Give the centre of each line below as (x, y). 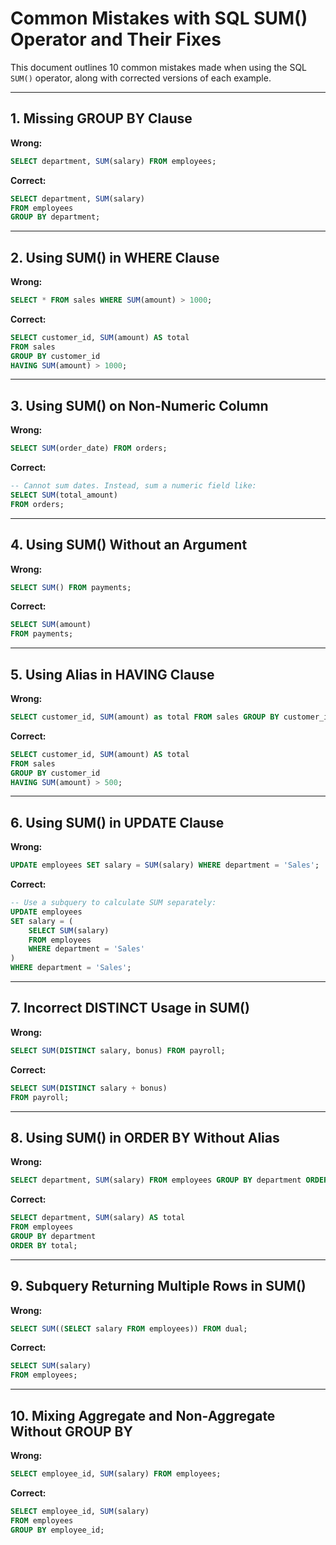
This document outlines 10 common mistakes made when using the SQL (159, 67)
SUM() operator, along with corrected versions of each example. (141, 78)
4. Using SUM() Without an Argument (129, 545)
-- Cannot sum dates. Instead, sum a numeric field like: (133, 486)
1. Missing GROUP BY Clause (101, 118)
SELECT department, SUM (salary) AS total (98, 1218)
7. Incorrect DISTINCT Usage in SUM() (130, 1008)
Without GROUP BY (71, 1431)
